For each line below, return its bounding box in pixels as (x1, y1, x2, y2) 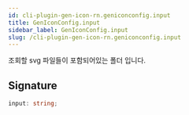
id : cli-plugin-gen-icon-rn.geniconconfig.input (8, 11, 171, 20)
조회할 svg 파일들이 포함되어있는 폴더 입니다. (8, 56, 146, 65)
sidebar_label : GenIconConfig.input (8, 26, 128, 34)
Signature (8, 79, 57, 92)
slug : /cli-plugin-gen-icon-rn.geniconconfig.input (8, 33, 181, 41)
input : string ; (8, 99, 58, 108)
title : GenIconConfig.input (8, 19, 101, 27)
